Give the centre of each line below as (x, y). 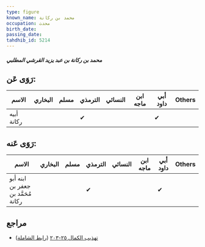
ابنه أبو (18, 179)
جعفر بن (20, 186)
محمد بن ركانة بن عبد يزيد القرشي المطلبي (54, 60)
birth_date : (21, 29)
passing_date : (24, 35)
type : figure (23, 12)
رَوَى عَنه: (21, 143)
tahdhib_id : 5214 (28, 40)
